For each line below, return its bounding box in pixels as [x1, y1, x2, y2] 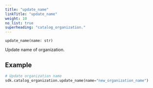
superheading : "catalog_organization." [5, 25, 86, 30]
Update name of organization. [5, 47, 65, 53]
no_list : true [5, 20, 34, 26]
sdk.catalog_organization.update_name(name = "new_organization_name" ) [5, 78, 149, 83]
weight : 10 [5, 16, 27, 21]
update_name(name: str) [5, 38, 53, 44]
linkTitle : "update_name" [5, 12, 57, 16]
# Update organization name [5, 73, 62, 78]
